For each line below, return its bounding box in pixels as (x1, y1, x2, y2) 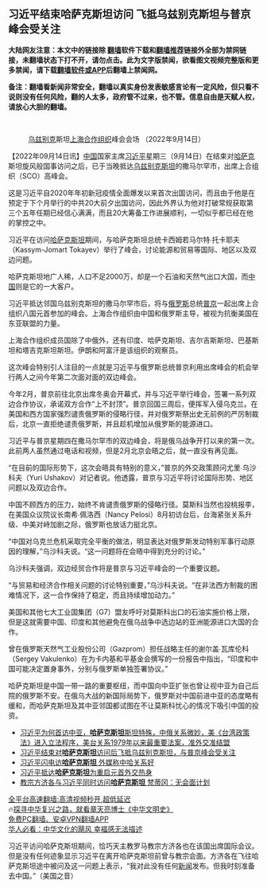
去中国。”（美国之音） (8, 870, 78, 880)
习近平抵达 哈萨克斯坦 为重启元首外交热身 (19, 767, 153, 777)
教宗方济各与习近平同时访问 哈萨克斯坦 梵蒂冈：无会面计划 (19, 777, 211, 787)
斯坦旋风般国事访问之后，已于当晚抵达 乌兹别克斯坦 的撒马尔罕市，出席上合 (8, 161, 252, 170)
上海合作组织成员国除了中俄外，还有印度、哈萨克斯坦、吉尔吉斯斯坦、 (8, 335, 238, 345)
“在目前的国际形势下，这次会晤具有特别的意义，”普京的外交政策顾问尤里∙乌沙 (8, 463, 257, 472)
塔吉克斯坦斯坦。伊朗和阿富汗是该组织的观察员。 (21, 345, 183, 354)
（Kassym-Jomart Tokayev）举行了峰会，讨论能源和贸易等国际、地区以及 (8, 244, 250, 254)
